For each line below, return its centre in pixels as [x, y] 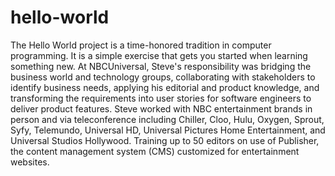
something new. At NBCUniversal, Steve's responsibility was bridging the [161, 66]
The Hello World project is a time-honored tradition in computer [141, 45]
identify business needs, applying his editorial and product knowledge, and [165, 87]
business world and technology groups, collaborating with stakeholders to [163, 77]
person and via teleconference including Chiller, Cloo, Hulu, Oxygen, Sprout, [167, 119]
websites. [30, 162]
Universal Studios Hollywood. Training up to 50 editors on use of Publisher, [165, 140]
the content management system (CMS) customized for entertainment [155, 151]
